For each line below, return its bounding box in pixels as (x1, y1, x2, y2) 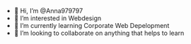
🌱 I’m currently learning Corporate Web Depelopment (13, 22, 170, 29)
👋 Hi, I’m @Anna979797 (13, 7, 83, 15)
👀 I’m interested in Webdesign (13, 14, 102, 22)
